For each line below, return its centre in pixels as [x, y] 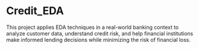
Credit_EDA [35, 11]
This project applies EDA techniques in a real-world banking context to [93, 27]
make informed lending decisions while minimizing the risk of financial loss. [99, 40]
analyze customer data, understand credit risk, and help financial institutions [100, 33]
